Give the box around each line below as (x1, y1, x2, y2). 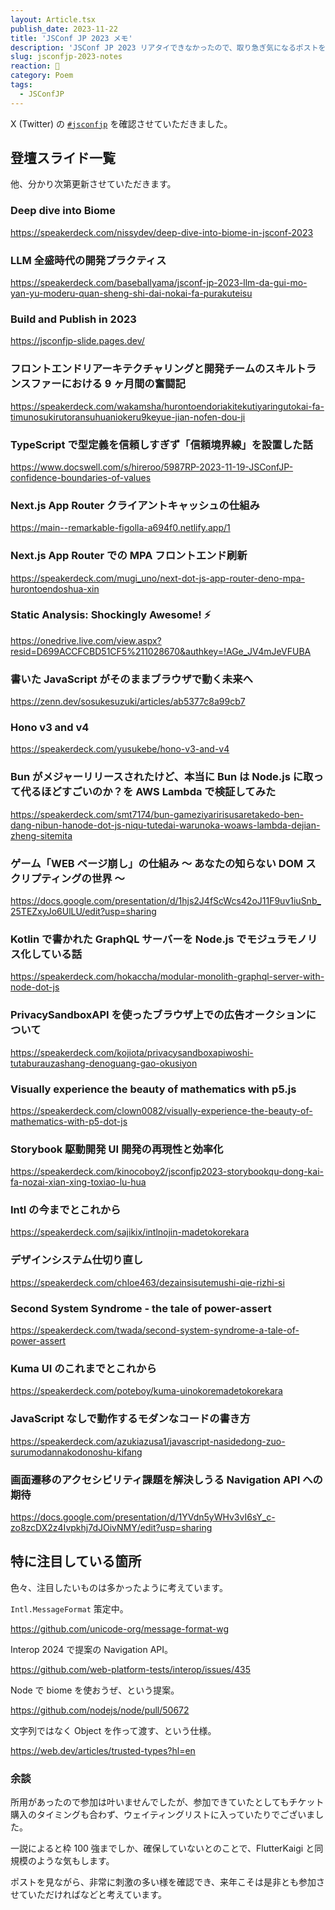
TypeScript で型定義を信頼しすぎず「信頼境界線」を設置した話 (10, 437, 313, 451)
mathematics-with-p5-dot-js (10, 1115, 128, 1127)
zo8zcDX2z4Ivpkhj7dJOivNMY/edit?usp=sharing (10, 1521, 213, 1533)
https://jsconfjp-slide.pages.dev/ (10, 335, 145, 347)
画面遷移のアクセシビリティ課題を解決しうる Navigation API (10, 1472, 301, 1486)
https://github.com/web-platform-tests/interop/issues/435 (10, 1663, 251, 1675)
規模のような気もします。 (10, 1855, 115, 1867)
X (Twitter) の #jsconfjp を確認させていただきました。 (10, 117, 233, 130)
